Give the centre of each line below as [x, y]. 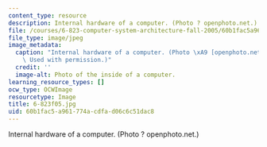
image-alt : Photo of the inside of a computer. [96, 75]
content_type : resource [48, 15]
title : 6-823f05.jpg [43, 104]
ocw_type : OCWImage [41, 89]
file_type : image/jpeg [46, 38]
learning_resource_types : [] [56, 82]
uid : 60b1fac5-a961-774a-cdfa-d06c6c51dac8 [81, 112]
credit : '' [33, 68]
